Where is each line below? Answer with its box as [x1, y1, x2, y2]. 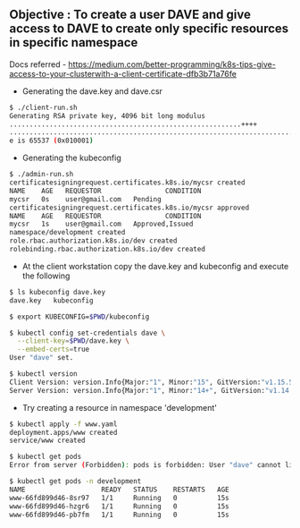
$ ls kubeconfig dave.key [9, 287, 105, 296]
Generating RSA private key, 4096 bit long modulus [9, 111, 205, 120]
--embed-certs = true [17, 345, 90, 354]
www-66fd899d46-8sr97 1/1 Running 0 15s [9, 493, 229, 502]
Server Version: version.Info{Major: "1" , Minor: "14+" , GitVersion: [9, 386, 266, 395]
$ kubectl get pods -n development [9, 477, 142, 486]
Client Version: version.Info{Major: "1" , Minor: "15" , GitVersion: [9, 378, 262, 387]
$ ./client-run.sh [9, 103, 78, 112]
